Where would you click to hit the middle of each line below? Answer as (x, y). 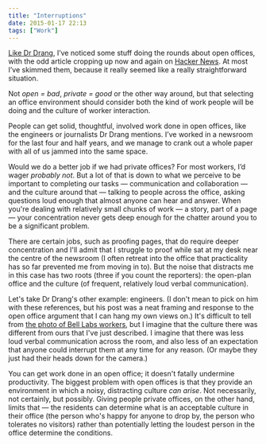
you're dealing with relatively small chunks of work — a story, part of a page (133, 209)
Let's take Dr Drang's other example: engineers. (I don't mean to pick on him (133, 299)
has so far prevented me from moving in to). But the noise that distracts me (131, 267)
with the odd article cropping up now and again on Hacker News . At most (128, 61)
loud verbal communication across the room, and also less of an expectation (133, 341)
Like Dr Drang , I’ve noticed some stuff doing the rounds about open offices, (132, 53)
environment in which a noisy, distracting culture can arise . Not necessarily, (132, 391)
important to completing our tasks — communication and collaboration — (128, 184)
